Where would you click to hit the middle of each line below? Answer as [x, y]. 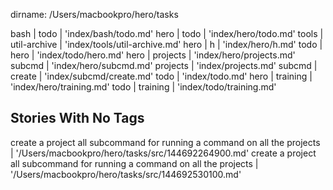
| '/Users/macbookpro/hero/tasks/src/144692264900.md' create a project [163, 153]
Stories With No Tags [77, 118]
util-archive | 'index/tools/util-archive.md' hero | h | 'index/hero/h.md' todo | [166, 44]
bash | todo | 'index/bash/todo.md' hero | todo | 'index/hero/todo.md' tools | [167, 33]
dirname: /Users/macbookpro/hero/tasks [94, 14]
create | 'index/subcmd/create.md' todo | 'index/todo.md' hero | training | [161, 76]
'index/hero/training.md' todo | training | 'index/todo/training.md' [143, 87]
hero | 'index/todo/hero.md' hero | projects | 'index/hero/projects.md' [153, 55]
